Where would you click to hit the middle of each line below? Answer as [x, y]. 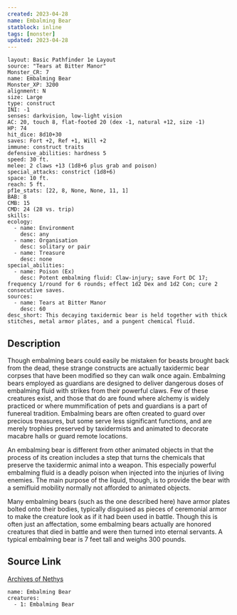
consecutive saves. [36, 290]
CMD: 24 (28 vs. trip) [41, 210]
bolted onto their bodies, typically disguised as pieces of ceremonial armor [117, 509]
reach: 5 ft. [27, 185]
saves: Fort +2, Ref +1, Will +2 [57, 141]
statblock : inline [35, 27]
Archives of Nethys [36, 579]
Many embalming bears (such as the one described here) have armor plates [118, 501]
